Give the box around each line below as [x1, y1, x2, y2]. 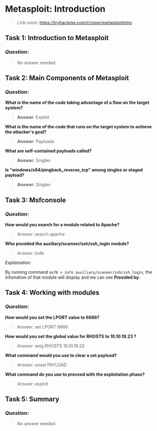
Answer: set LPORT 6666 [17, 324, 68, 330]
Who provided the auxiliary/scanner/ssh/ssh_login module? [5, 241, 129, 246]
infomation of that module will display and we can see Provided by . [5, 274, 140, 280]
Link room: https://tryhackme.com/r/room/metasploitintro [17, 20, 132, 25]
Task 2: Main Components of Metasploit [5, 74, 129, 82]
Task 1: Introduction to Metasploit [5, 34, 109, 42]
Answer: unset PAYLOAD [17, 361, 67, 368]
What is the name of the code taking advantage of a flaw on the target [5, 99, 150, 106]
